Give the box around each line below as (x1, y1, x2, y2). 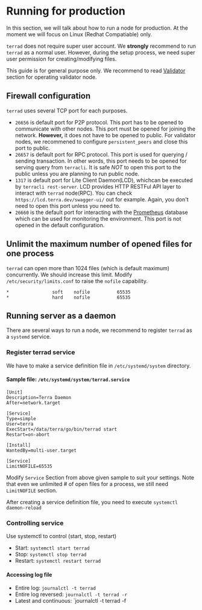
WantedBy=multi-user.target (6, 447, 77, 453)
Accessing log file (6, 571, 52, 578)
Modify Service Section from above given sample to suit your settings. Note (6, 473, 195, 481)
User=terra (6, 421, 34, 427)
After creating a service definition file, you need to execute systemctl (6, 498, 178, 505)
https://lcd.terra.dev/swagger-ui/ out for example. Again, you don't (14, 195, 189, 203)
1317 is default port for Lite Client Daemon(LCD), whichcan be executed (14, 177, 193, 184)
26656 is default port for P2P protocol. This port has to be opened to (14, 118, 184, 126)
